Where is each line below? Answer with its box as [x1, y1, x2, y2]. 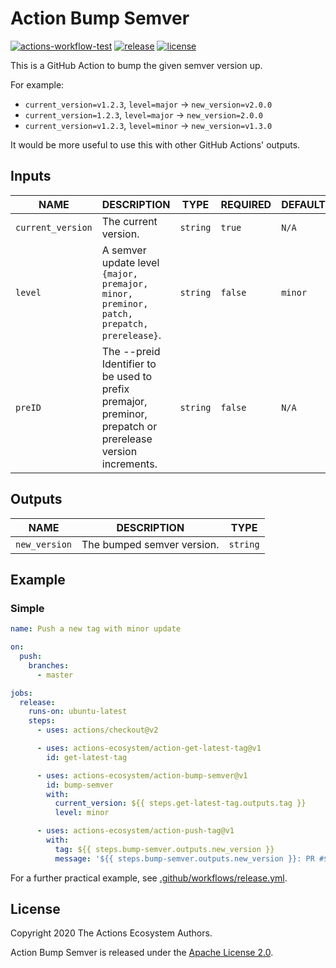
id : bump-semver [46, 780, 114, 790]
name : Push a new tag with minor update [10, 624, 182, 634]
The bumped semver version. [81, 537, 220, 551]
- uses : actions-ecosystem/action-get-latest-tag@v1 [36, 743, 262, 753]
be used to [101, 369, 153, 383]
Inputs [10, 168, 52, 185]
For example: [10, 78, 65, 91]
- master [36, 670, 74, 680]
